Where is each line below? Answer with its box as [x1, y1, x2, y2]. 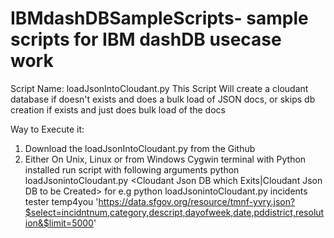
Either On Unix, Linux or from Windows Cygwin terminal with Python [24, 153, 307, 165]
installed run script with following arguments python [24, 163, 240, 176]
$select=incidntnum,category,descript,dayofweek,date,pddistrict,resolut [24, 206, 325, 218]
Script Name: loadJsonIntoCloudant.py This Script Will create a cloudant [10, 82, 309, 94]
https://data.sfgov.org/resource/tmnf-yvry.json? [98, 195, 296, 207]
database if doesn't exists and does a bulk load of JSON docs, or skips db [10, 93, 316, 105]
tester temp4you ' [24, 195, 99, 207]
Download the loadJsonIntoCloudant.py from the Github [24, 142, 256, 154]
